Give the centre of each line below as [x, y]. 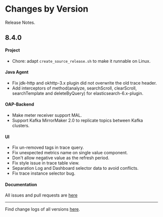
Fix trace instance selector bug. [44, 173]
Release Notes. [20, 22]
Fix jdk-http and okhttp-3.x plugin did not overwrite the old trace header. [84, 83]
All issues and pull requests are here [41, 195]
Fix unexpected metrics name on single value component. [70, 153]
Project [13, 50]
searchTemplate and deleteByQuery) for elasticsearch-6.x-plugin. [78, 93]
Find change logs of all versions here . [42, 209]
